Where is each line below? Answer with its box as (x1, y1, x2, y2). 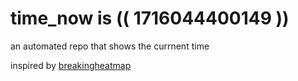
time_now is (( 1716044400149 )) (10, 7, 290, 30)
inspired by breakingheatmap (10, 59, 132, 71)
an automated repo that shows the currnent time (10, 40, 210, 52)
